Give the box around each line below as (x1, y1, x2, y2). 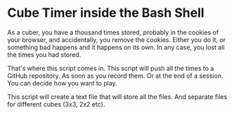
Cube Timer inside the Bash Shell (7, 5, 205, 21)
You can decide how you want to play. (7, 79, 117, 87)
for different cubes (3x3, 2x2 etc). (7, 100, 105, 108)
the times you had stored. (7, 50, 82, 59)
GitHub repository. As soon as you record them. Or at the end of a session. (7, 72, 223, 80)
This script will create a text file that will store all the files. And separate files (7, 93, 228, 101)
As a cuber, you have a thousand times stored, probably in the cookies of (7, 28, 219, 36)
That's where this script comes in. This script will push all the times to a (7, 64, 214, 72)
